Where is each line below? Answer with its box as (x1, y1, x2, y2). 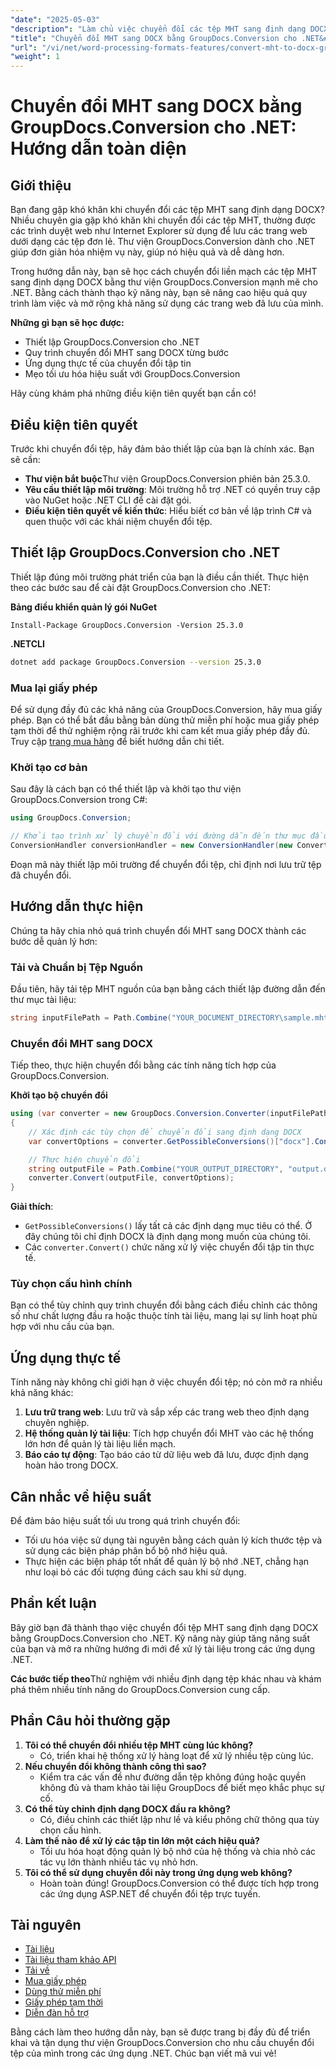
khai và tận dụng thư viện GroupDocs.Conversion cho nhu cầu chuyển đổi (10, 2037, 315, 2049)
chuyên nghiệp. (24, 1417, 90, 1429)
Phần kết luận (10, 1595, 97, 1612)
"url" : (10, 42, 38, 53)
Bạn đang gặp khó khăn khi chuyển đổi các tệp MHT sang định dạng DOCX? (10, 204, 325, 216)
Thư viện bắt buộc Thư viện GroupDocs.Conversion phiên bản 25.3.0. (24, 472, 311, 485)
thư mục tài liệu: (10, 993, 77, 1005)
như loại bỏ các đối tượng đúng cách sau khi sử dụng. (24, 1566, 247, 1578)
